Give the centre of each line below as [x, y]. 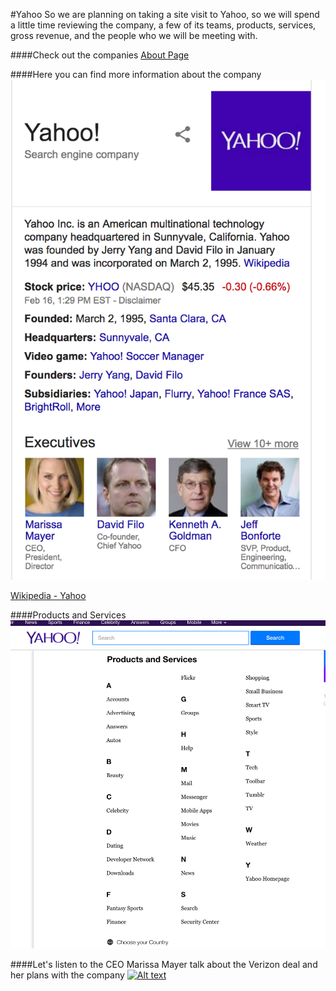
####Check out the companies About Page [100, 55]
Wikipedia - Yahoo [48, 596]
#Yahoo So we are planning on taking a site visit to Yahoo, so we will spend [165, 14]
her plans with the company [67, 975]
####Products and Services [68, 615]
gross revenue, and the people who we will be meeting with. [134, 35]
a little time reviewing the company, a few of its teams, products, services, [163, 25]
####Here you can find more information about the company [136, 74]
